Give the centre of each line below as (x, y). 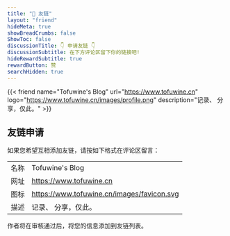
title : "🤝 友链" (30, 14)
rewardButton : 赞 (32, 65)
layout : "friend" (32, 20)
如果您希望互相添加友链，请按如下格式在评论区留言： (83, 151)
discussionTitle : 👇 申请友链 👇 (51, 46)
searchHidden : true (35, 71)
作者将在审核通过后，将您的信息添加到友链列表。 (77, 226)
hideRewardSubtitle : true (44, 59)
